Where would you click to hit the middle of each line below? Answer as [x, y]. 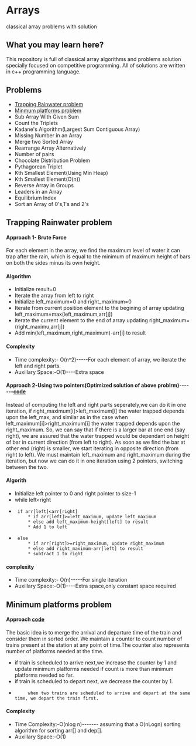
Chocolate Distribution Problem [52, 160]
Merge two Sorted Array [44, 141]
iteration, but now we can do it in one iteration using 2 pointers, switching [94, 461]
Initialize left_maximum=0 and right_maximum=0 [73, 302]
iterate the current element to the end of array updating [81, 320]
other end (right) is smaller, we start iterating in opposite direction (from [92, 448]
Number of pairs [34, 154]
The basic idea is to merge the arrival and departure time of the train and [94, 632]
